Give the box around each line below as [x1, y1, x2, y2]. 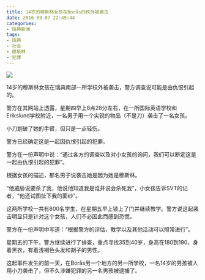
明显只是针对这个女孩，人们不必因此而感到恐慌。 [11, 212, 135, 220]
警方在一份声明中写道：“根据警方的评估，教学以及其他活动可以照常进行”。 [6, 226, 194, 233]
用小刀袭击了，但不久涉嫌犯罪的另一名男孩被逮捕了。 [6, 267, 141, 274]
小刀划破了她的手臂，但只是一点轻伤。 [6, 125, 103, 132]
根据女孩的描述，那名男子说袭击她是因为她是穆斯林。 [6, 171, 141, 179]
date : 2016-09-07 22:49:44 [6, 15, 75, 21]
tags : [6, 32, 20, 38]
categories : [6, 20, 37, 26]
